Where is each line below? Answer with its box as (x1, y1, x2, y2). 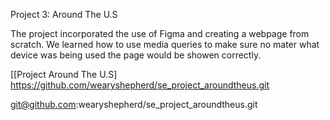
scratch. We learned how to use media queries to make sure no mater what (10, 39, 320, 50)
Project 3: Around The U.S (10, 9, 118, 20)
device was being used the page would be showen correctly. (10, 49, 262, 61)
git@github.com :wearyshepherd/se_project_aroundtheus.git (10, 99, 258, 110)
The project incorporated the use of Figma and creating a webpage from (10, 28, 310, 39)
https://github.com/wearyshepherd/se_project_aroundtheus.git (10, 79, 270, 91)
